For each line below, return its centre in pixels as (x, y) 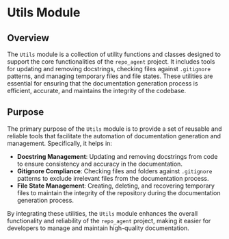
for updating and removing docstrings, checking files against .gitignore (109, 69)
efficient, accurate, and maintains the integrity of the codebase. (97, 91)
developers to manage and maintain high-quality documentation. (98, 228)
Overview (28, 38)
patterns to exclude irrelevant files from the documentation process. (113, 178)
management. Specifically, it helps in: (60, 143)
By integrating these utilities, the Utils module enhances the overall (103, 213)
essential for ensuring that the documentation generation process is (103, 83)
